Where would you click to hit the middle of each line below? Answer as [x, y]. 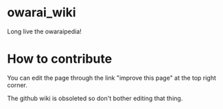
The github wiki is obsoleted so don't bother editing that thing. [95, 98]
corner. [17, 85]
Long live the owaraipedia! [45, 31]
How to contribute [60, 59]
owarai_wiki [42, 13]
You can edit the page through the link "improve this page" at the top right [111, 78]
